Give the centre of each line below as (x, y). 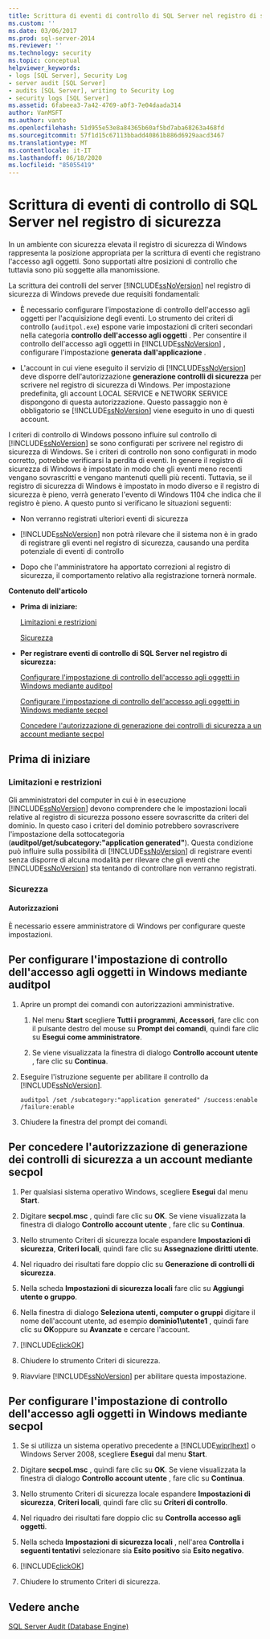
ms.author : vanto (37, 121)
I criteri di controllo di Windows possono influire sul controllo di (112, 435)
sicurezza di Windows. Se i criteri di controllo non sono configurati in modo (133, 452)
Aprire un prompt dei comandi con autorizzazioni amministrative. (127, 1004)
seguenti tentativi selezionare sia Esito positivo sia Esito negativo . (132, 1551)
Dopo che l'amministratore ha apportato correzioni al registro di (125, 567)
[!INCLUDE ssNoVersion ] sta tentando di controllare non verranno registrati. (133, 868)
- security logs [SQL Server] (59, 98)
